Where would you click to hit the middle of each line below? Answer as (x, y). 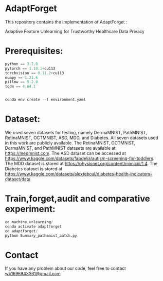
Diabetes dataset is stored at (34, 169)
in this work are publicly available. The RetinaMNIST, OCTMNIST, (70, 143)
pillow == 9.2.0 (21, 82)
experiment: (30, 209)
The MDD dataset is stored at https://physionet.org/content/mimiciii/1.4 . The (81, 163)
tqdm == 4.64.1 (20, 87)
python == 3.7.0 (21, 64)
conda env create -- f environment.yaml (45, 100)
